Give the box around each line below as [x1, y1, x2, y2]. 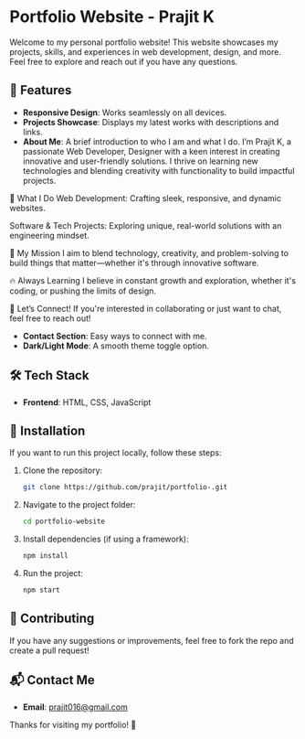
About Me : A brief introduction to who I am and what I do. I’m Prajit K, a [22, 135, 292, 147]
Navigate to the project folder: [22, 499, 136, 510]
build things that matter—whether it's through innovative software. [9, 257, 259, 268]
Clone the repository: [22, 465, 103, 477]
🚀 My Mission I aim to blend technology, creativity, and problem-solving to [9, 247, 289, 258]
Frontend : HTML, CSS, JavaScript [22, 396, 152, 408]
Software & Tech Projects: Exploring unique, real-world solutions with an [9, 220, 282, 230]
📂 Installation [9, 423, 86, 438]
